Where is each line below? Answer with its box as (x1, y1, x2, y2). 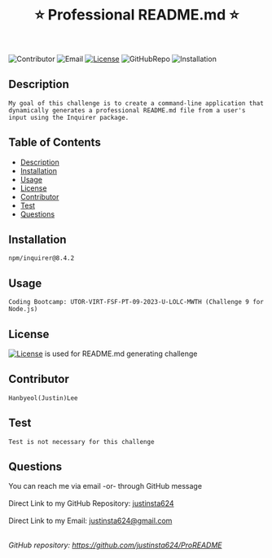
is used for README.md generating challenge (44, 349, 198, 358)
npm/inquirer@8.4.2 (8, 254, 75, 262)
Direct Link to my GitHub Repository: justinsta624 (8, 499, 174, 508)
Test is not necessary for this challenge (8, 437, 155, 446)
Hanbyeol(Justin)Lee (8, 393, 79, 402)
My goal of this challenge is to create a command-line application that (8, 99, 265, 108)
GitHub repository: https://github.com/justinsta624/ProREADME (8, 540, 222, 550)
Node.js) (8, 305, 38, 314)
